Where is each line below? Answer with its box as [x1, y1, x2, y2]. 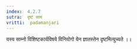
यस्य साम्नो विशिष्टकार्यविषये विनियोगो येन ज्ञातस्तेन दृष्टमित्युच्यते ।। [6, 36, 132, 43]
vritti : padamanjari [6, 19, 60, 25]
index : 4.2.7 [6, 8, 41, 15]
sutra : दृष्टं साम [6, 14, 43, 20]
